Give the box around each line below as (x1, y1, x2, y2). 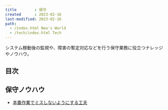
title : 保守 (5, 7, 47, 12)
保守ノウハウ (5, 85, 45, 94)
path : (5, 21, 17, 26)
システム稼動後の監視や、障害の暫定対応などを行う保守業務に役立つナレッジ (5, 45, 163, 50)
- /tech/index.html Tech (10, 30, 62, 35)
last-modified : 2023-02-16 (5, 16, 62, 21)
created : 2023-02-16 (5, 12, 62, 17)
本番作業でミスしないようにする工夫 (12, 100, 88, 106)
